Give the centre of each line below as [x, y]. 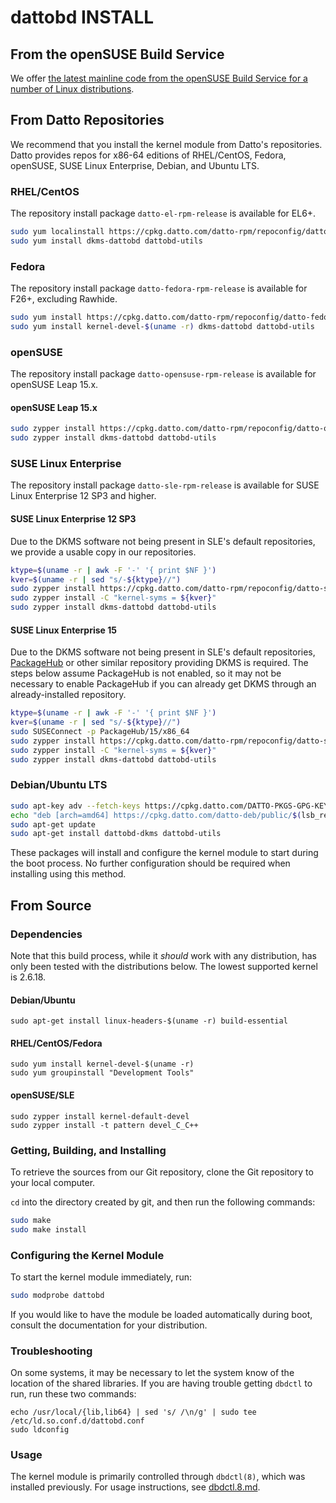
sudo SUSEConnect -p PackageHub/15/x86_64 [100, 731]
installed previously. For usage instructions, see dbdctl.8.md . [135, 1487]
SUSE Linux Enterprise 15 [63, 630]
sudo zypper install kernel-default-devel [100, 1116]
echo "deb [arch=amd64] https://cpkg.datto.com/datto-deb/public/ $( [156, 815]
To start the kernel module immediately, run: [101, 1277]
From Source [51, 905]
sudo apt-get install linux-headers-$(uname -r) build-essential [149, 1021]
